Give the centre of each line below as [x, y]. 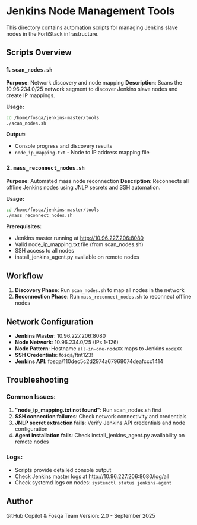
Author [19, 501]
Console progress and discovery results [63, 146]
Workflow [25, 276]
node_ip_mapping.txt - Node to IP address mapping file [82, 153]
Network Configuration [50, 321]
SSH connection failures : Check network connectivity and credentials [101, 416]
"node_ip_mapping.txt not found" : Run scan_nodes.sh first [88, 410]
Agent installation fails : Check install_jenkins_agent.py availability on [100, 435]
